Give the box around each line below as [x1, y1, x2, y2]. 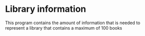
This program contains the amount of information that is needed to [5, 20, 141, 26]
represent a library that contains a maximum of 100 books [5, 25, 122, 31]
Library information [5, 3, 86, 15]
